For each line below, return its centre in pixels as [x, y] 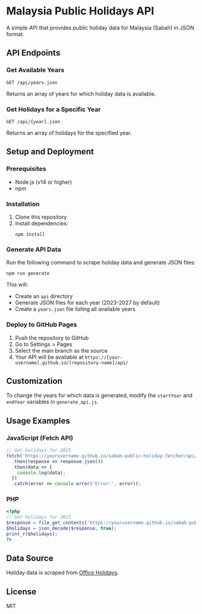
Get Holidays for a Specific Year [54, 109]
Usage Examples [38, 421]
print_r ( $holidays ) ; [32, 534]
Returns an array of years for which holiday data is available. [81, 94]
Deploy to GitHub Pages [41, 324]
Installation [23, 204]
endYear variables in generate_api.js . [52, 402]
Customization [35, 381]
